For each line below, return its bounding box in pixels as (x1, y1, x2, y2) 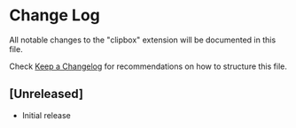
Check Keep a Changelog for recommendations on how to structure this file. (9, 61, 288, 72)
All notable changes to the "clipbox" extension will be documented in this (9, 34, 277, 45)
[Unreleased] (9, 87, 84, 102)
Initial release (21, 109, 71, 120)
